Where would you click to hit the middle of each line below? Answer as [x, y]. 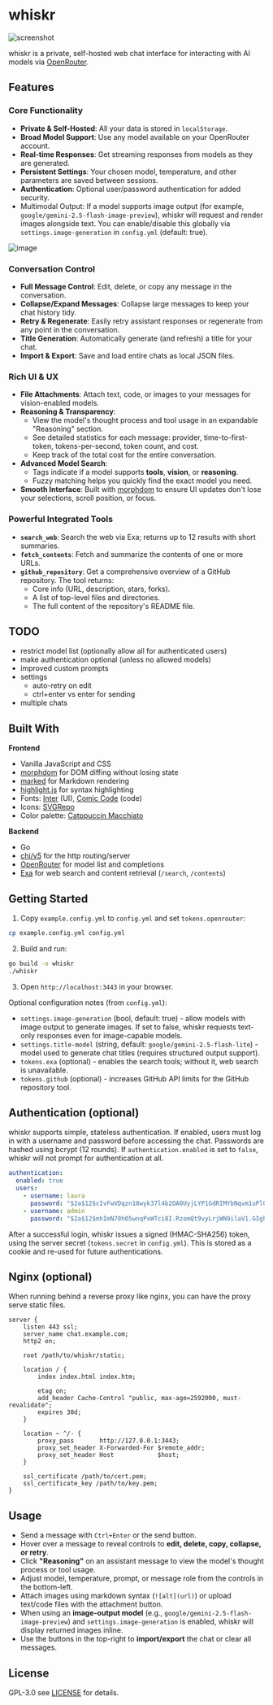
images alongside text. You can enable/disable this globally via [125, 223]
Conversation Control [52, 268]
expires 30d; [60, 1412]
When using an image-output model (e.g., [91, 1613]
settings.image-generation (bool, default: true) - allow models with [133, 1018]
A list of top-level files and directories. [96, 597]
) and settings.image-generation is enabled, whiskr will [161, 1622]
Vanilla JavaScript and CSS [65, 764]
